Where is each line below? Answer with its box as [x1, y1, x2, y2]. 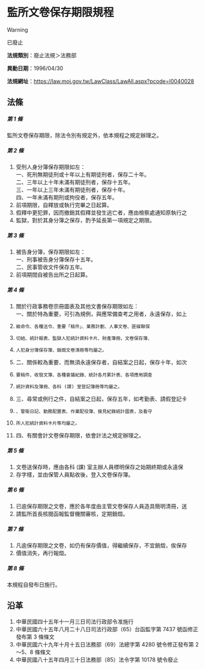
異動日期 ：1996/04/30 [7, 65, 63, 72]
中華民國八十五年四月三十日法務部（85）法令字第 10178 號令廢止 [15, 656, 179, 663]
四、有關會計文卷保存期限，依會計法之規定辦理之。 [15, 432, 145, 439]
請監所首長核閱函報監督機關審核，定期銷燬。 [15, 510, 129, 518]
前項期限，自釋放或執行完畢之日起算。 [15, 202, 112, 209]
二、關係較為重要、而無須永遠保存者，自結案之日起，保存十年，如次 [15, 359, 187, 366]
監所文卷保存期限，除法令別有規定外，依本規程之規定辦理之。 [7, 132, 162, 139]
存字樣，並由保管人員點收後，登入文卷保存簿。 [15, 471, 134, 478]
